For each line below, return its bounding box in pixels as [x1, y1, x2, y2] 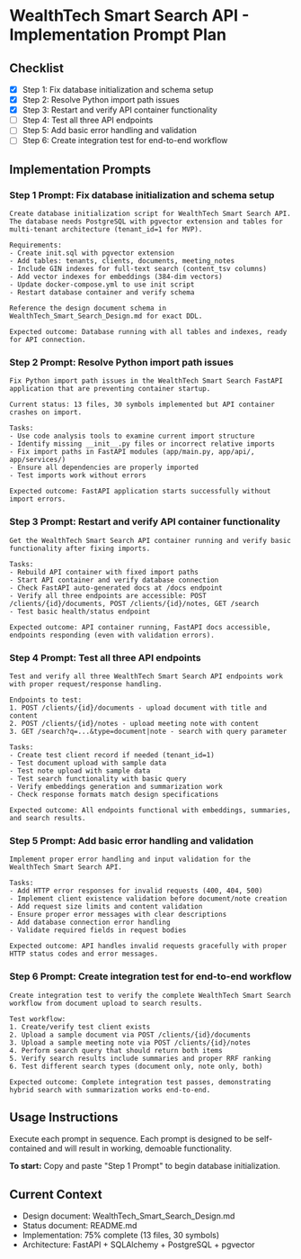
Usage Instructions [9, 1110, 119, 1125]
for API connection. [9, 335, 87, 345]
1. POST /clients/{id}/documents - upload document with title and [9, 703, 268, 712]
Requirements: [9, 240, 63, 250]
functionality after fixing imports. [9, 544, 151, 553]
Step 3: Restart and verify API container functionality [22, 104, 217, 115]
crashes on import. [9, 408, 83, 417]
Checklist [9, 60, 65, 76]
